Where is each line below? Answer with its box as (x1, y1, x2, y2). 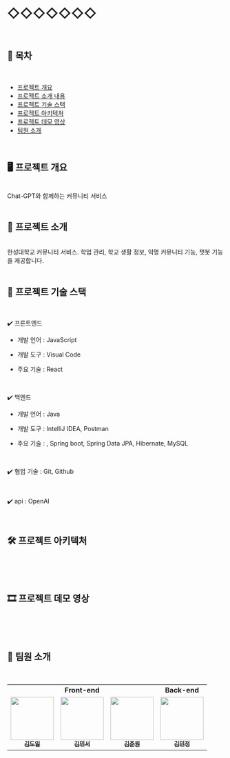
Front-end (64, 685, 100, 695)
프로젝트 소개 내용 (17, 92, 65, 100)
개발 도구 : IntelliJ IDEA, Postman (17, 425, 109, 433)
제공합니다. (14, 257, 45, 265)
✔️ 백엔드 (7, 393, 32, 401)
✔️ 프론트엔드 (7, 319, 43, 328)
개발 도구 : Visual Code (17, 350, 81, 359)
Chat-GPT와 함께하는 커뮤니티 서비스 (7, 192, 107, 200)
